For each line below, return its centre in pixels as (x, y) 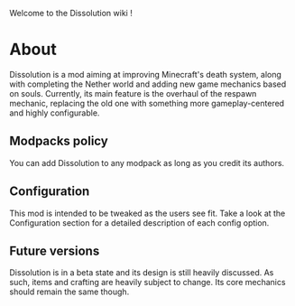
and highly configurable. (55, 113)
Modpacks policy (59, 141)
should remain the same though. (69, 292)
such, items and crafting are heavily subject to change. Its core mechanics (147, 283)
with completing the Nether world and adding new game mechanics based (148, 84)
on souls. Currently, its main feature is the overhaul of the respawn (133, 93)
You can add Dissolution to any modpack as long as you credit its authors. (147, 162)
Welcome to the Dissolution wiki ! (71, 13)
